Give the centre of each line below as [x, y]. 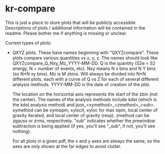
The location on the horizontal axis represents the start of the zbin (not [85, 94]
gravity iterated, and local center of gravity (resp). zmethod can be [81, 115]
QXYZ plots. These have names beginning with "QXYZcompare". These [85, 52]
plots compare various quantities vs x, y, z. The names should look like [85, 57]
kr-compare [30, 9]
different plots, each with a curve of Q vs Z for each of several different [85, 79]
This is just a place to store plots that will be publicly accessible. [71, 22]
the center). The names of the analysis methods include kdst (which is [84, 99]
